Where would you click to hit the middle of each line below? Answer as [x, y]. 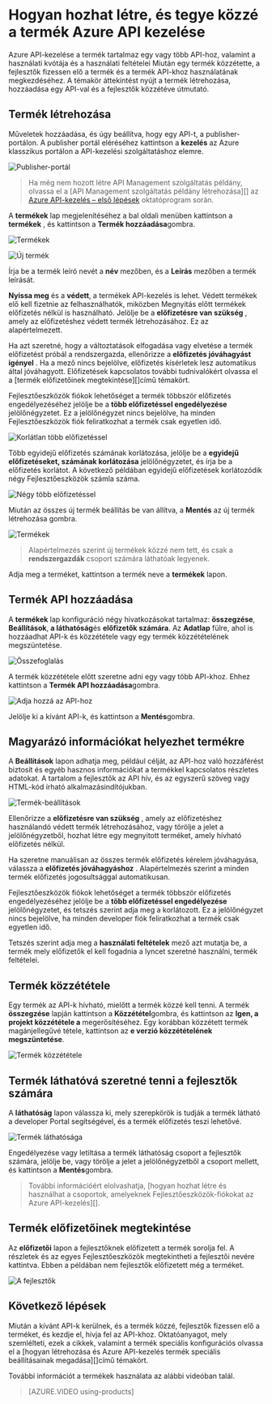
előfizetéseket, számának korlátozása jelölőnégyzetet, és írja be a [121, 461]
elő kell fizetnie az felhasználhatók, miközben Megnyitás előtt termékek [127, 304]
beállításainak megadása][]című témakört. [79, 1360]
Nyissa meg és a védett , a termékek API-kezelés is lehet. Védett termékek [133, 295]
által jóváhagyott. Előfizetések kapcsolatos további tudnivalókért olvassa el [133, 371]
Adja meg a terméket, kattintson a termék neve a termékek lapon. [118, 574]
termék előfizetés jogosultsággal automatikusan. [89, 877]
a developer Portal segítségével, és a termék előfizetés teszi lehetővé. [125, 1121]
